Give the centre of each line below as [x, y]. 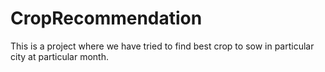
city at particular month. [60, 56]
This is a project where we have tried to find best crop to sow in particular [162, 46]
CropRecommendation [106, 18]
